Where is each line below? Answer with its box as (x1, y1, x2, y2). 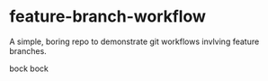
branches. (9, 45, 47, 56)
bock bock (9, 63, 49, 74)
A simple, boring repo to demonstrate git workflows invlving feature (9, 36, 260, 47)
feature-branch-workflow (9, 6, 207, 27)
